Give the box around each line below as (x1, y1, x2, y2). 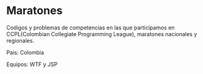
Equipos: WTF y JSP (6, 61, 58, 68)
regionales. (6, 37, 35, 44)
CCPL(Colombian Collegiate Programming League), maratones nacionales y (6, 30, 197, 37)
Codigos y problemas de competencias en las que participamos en (6, 24, 175, 31)
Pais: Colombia (6, 48, 45, 56)
